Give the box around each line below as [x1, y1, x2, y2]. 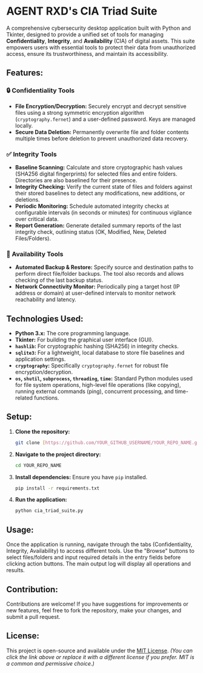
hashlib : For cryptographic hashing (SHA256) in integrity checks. [15, 343, 179, 350]
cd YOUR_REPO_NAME [15, 462, 62, 468]
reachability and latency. [15, 296, 77, 303]
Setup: [6, 412, 32, 422]
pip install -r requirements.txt [15, 485, 100, 491]
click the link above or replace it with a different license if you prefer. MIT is [6, 653, 195, 660]
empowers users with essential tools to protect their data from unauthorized [6, 44, 196, 51]
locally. [15, 121, 33, 129]
